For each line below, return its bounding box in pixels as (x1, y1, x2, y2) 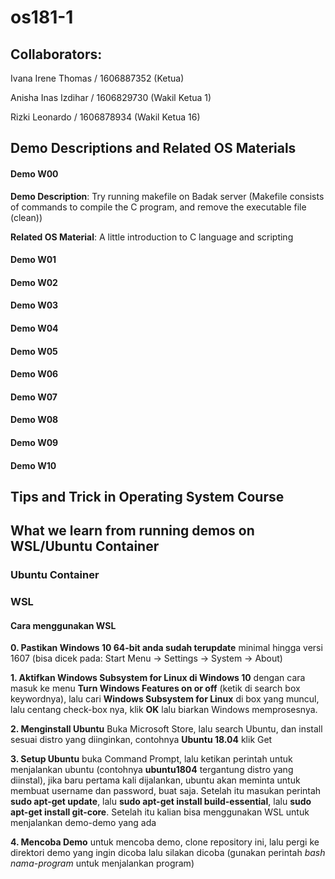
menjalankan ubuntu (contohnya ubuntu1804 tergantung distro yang (10, 764, 294, 776)
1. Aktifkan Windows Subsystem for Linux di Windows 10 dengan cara (10, 672, 306, 684)
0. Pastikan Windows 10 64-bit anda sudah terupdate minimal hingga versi (10, 642, 323, 654)
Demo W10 (10, 459, 57, 471)
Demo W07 (10, 391, 58, 403)
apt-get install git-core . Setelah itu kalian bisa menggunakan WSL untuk (10, 806, 310, 818)
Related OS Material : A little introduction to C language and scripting (10, 231, 294, 243)
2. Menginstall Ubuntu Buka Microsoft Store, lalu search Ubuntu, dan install (10, 723, 323, 735)
